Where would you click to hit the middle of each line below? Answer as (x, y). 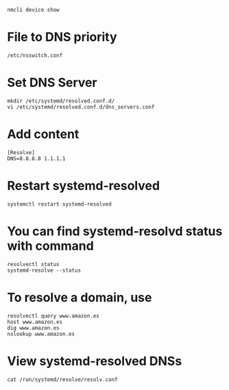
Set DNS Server (52, 83)
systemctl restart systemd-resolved (59, 204)
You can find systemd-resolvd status (115, 231)
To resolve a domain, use (80, 297)
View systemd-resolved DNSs (95, 361)
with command (50, 246)
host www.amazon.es (35, 322)
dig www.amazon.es (33, 328)
